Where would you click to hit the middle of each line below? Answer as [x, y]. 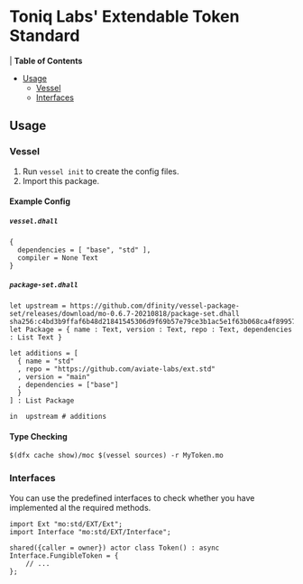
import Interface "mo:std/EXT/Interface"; [90, 532]
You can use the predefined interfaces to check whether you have [132, 497]
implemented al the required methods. [80, 507]
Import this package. [61, 181]
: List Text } [36, 338]
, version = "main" [54, 377]
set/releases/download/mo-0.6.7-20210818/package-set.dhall [125, 314]
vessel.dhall [34, 221]
